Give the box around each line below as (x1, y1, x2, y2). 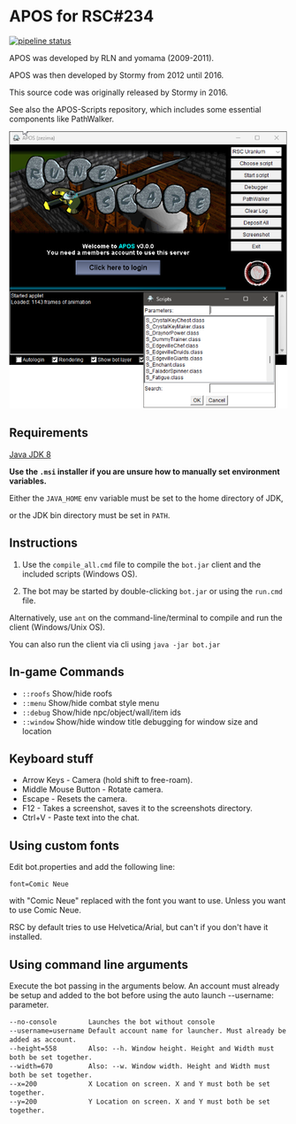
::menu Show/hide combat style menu (21, 697, 160, 708)
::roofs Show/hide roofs (21, 688, 113, 699)
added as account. (9, 1035, 77, 1044)
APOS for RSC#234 (9, 6, 155, 27)
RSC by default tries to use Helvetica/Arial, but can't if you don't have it (9, 922, 269, 933)
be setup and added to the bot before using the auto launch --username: (9, 989, 274, 1000)
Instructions (9, 536, 78, 551)
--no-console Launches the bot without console (9, 1017, 216, 1027)
